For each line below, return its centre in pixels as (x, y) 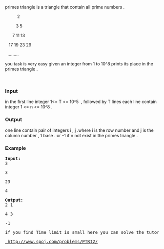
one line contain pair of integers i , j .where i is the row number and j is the (79, 130)
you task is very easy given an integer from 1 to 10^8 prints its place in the (79, 64)
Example (16, 148)
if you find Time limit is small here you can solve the (75, 232)
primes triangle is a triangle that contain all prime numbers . (65, 7)
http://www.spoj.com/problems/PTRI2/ (53, 241)
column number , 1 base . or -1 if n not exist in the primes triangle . (72, 135)
